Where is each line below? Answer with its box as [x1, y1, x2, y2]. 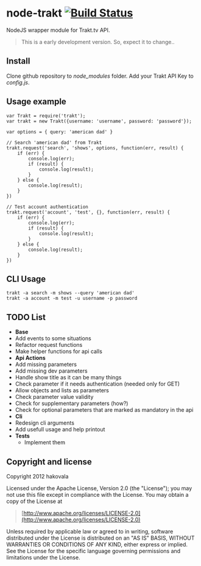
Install [6, 56, 30, 67]
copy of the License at [6, 497, 63, 505]
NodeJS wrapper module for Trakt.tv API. [6, 26, 110, 34]
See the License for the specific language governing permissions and [6, 548, 181, 554]
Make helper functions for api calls [15, 348, 102, 355]
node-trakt [6, 6, 63, 20]
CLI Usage [6, 274, 46, 284]
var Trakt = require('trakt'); [6, 113, 86, 119]
